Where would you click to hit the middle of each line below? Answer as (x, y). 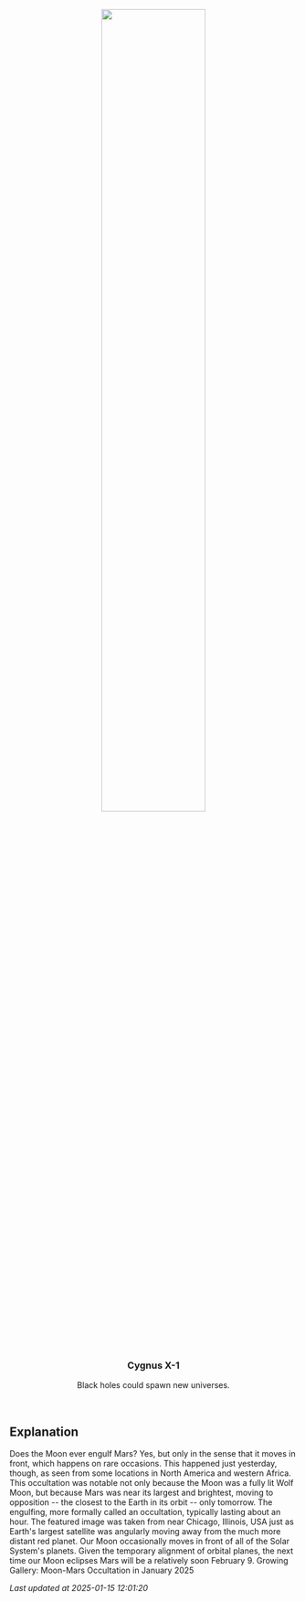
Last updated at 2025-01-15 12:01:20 (79, 1588)
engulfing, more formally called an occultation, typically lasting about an (145, 1512)
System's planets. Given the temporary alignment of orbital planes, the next (152, 1551)
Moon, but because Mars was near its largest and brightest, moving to (142, 1493)
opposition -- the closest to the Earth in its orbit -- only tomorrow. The (141, 1502)
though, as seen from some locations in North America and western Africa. (151, 1473)
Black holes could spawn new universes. (153, 1385)
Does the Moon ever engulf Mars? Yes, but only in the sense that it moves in (152, 1454)
